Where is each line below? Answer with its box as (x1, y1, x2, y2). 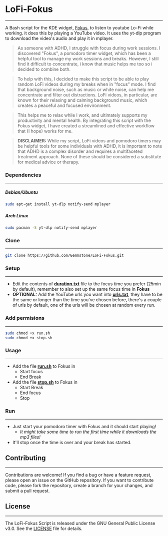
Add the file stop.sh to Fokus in (12, 379, 77, 385)
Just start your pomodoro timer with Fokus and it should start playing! (12, 424, 156, 430)
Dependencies (5, 171, 41, 178)
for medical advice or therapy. (17, 159, 80, 165)
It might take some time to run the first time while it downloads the (19, 429, 156, 435)
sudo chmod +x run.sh (5, 331, 50, 336)
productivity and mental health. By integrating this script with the (17, 117, 151, 123)
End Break (19, 374, 41, 380)
